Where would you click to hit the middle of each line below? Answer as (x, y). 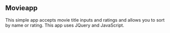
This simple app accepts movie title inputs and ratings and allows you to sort (85, 20)
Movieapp (22, 8)
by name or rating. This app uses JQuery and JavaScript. (65, 25)
